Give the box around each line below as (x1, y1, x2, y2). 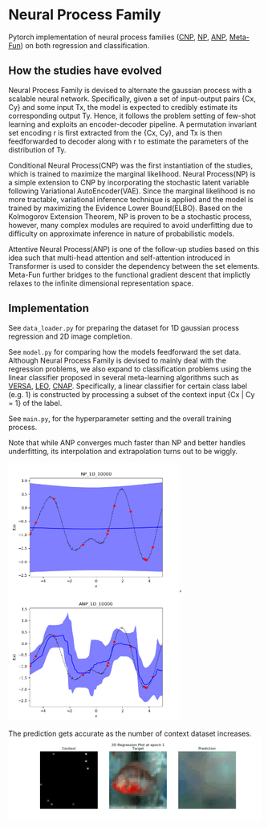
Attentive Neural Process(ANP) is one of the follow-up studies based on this (8, 244, 259, 254)
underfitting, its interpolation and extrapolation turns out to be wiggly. (8, 446, 238, 456)
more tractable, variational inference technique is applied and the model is (8, 194, 254, 204)
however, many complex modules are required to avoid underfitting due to (8, 220, 254, 229)
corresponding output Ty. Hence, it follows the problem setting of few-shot (8, 111, 257, 120)
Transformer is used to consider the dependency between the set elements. (8, 261, 260, 270)
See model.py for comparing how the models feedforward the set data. (8, 347, 242, 356)
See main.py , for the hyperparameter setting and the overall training (8, 413, 232, 423)
